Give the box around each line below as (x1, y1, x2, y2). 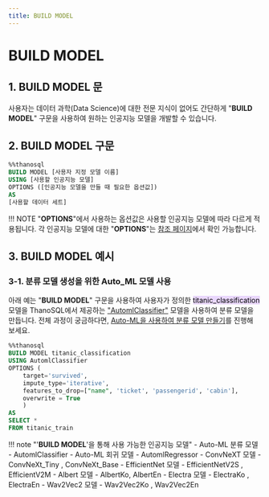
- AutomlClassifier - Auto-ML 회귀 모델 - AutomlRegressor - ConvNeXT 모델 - (8, 450, 262, 459)
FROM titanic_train (8, 424, 74, 432)
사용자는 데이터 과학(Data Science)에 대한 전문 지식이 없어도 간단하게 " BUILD (8, 103, 253, 113)
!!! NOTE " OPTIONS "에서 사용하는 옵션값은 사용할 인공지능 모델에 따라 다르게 (8, 214, 252, 224)
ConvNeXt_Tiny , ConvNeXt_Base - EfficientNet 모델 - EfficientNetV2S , (8, 459, 243, 469)
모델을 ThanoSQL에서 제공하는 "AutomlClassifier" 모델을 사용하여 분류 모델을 (8, 306, 255, 315)
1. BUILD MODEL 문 (8, 80, 103, 94)
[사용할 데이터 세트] (8, 198, 67, 206)
